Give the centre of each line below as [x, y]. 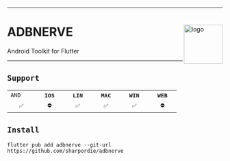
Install [23, 130]
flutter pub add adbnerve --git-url [59, 145]
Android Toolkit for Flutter [43, 51]
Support [23, 78]
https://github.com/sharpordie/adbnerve [66, 151]
